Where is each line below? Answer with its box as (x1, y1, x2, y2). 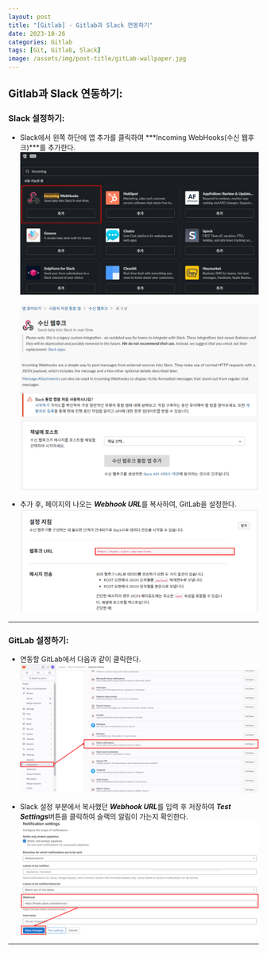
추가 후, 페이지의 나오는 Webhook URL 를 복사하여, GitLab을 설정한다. (19, 499, 237, 509)
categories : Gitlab (8, 38, 73, 46)
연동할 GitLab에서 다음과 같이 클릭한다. (19, 654, 141, 664)
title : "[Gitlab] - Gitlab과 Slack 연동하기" (8, 21, 153, 29)
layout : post (8, 13, 52, 21)
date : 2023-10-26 (8, 29, 66, 37)
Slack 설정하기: (8, 113, 65, 124)
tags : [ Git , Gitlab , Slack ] (8, 46, 102, 55)
